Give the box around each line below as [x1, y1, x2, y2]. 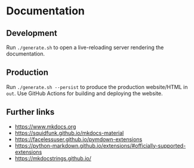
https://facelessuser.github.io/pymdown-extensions [14, 136, 143, 143]
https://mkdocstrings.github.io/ [14, 154, 91, 162]
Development [6, 28, 58, 38]
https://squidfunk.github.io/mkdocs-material [14, 129, 124, 136]
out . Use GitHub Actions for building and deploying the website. [6, 90, 163, 97]
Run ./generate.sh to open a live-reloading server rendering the [6, 44, 164, 51]
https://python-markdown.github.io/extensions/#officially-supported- [14, 142, 186, 149]
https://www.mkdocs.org [14, 123, 76, 130]
